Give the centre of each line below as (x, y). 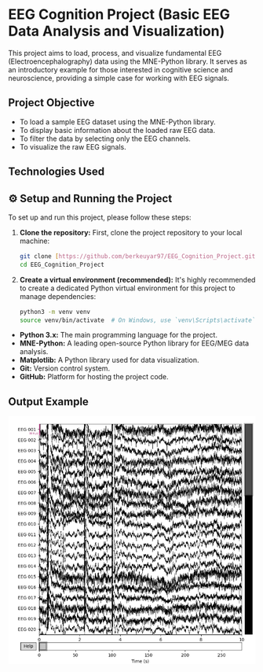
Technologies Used (56, 172)
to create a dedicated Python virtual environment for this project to (127, 288)
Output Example (48, 402)
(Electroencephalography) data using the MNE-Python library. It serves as (128, 61)
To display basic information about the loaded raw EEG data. (117, 130)
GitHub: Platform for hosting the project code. (94, 377)
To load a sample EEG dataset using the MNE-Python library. (117, 122)
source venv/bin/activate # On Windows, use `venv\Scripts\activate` (137, 320)
